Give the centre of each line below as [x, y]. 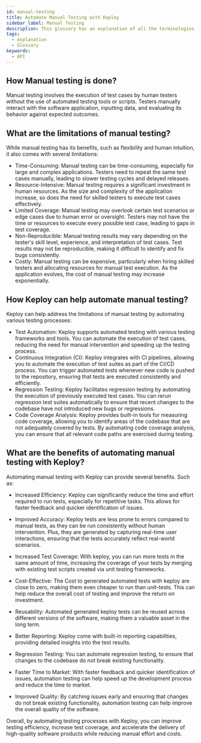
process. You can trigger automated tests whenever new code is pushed [105, 371]
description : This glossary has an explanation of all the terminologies [100, 29]
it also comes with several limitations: [52, 154]
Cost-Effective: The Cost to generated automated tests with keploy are [102, 581]
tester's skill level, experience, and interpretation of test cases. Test [98, 242]
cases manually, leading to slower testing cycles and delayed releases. [102, 178]
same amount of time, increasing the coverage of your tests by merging [103, 563]
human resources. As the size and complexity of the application [94, 191]
